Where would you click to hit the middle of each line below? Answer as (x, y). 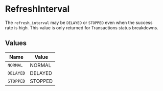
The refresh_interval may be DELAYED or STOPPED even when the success (79, 23)
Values (16, 43)
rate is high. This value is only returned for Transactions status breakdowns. (81, 27)
